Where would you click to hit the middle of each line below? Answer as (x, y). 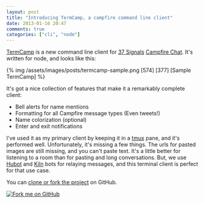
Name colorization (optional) (51, 120)
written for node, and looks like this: (51, 59)
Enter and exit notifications (49, 126)
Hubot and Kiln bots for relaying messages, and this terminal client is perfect (102, 164)
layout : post (23, 12)
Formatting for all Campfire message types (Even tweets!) (87, 113)
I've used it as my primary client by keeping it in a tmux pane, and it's (93, 138)
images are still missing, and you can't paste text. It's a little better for (93, 151)
